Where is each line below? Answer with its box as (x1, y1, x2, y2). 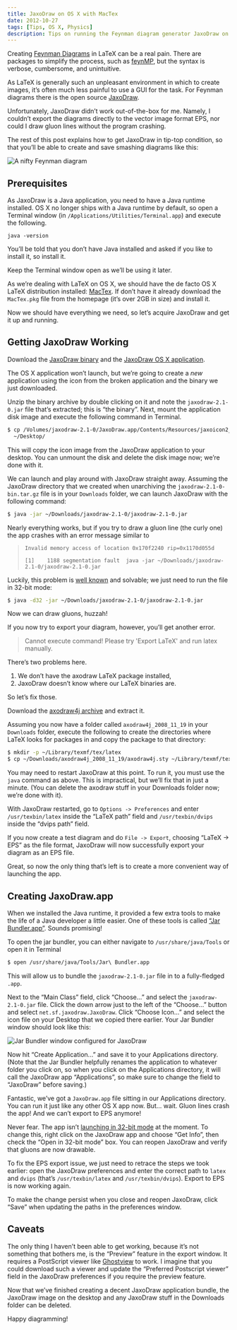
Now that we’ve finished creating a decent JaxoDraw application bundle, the (7, 1285, 229, 1294)
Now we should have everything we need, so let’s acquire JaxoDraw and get (7, 308, 230, 317)
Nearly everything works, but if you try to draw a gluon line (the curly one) (7, 523, 224, 532)
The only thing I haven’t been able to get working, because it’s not (7, 1242, 199, 1250)
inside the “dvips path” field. (7, 819, 90, 828)
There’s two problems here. (7, 658, 87, 667)
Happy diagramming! (7, 1314, 68, 1323)
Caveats (7, 1223, 44, 1235)
